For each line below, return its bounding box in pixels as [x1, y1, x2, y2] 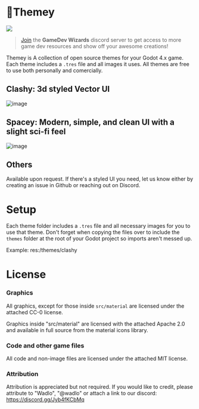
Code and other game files [6, 341, 85, 349]
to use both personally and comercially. [6, 67, 103, 74]
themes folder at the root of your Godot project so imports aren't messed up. [6, 235, 192, 242]
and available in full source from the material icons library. [6, 326, 148, 333]
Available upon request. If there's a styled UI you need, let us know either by [6, 175, 194, 182]
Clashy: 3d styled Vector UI [6, 84, 110, 94]
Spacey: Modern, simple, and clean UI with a [6, 117, 175, 128]
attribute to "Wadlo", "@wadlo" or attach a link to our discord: [6, 390, 157, 397]
